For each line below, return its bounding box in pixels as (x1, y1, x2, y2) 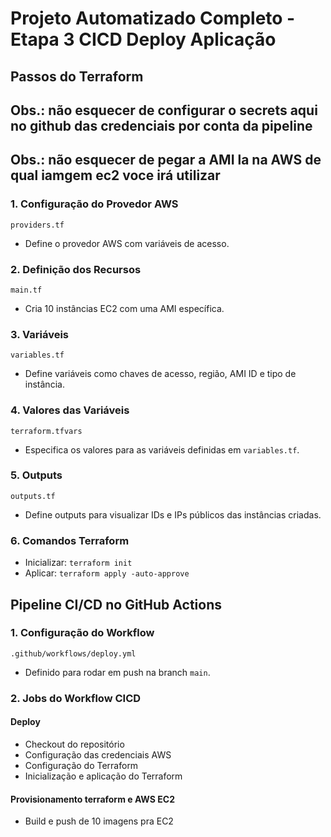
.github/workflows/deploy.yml (10, 648, 137, 659)
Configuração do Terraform (24, 759, 139, 771)
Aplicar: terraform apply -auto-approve (24, 567, 190, 579)
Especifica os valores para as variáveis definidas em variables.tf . (24, 443, 300, 456)
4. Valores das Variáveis (10, 403, 130, 417)
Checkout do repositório (24, 738, 125, 750)
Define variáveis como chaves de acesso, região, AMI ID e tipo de (24, 368, 297, 380)
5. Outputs (10, 468, 63, 482)
